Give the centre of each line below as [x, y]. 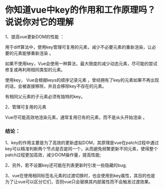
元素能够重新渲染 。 [34, 53]
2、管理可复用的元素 [26, 107]
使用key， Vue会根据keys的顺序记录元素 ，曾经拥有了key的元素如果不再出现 [82, 80]
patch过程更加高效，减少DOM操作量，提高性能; [53, 155]
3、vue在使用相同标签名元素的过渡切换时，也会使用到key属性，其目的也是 [80, 176]
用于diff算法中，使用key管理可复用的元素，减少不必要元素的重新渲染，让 [78, 47]
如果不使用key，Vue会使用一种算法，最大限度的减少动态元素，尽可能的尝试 [81, 63]
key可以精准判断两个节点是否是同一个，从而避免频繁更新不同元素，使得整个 [82, 149]
